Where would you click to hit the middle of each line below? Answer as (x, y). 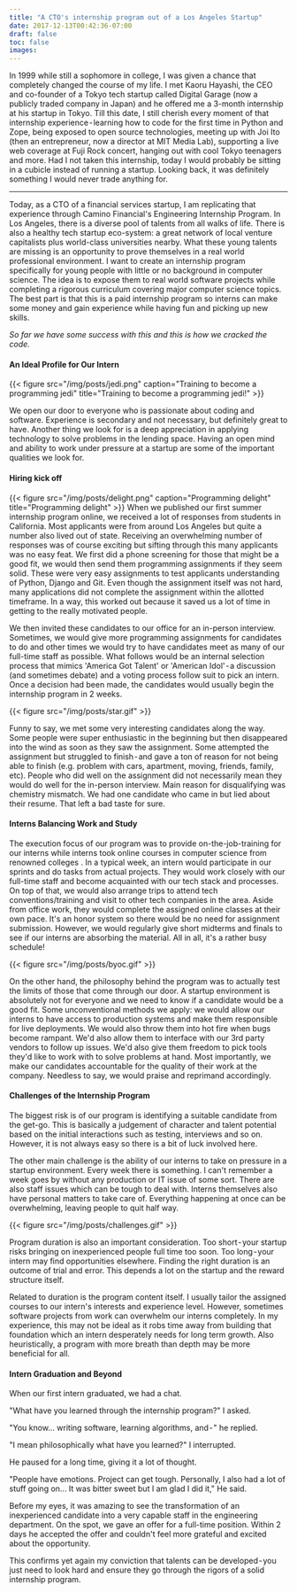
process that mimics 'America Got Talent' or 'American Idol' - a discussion (142, 665)
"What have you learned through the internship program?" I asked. (130, 1410)
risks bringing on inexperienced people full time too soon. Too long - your (142, 1251)
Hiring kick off (36, 478)
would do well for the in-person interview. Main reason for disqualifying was (147, 784)
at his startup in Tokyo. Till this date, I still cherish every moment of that (139, 113)
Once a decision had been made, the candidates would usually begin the (141, 684)
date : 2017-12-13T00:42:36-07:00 (71, 26)
